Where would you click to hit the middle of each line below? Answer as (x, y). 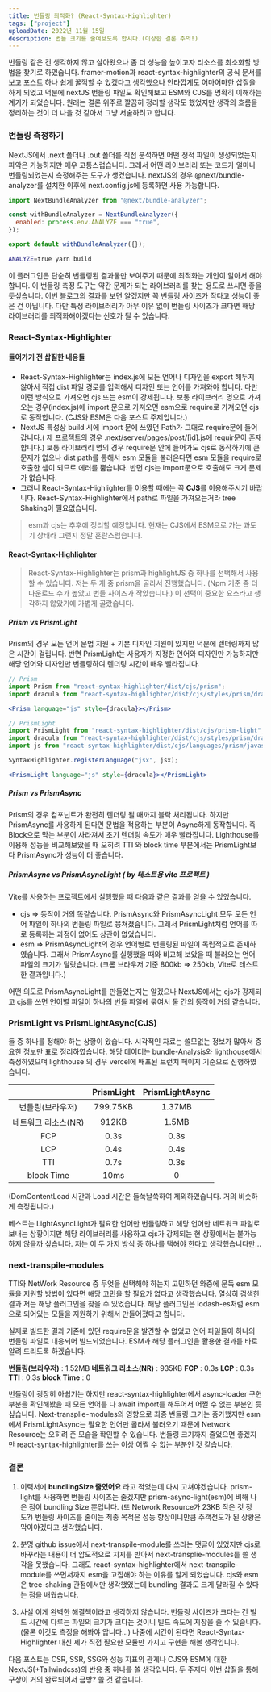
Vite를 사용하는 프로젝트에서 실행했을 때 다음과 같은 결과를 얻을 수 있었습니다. (130, 896)
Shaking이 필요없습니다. (58, 508)
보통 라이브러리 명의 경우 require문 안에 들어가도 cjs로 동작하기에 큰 (153, 447)
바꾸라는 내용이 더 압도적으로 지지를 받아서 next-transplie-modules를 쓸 (134, 1554)
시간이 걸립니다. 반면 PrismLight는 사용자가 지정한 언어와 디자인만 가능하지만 (138, 654)
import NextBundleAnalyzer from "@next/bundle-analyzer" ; (108, 200)
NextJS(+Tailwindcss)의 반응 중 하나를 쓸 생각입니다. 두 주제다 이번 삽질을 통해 (133, 1669)
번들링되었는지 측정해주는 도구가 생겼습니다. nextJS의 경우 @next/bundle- (127, 175)
